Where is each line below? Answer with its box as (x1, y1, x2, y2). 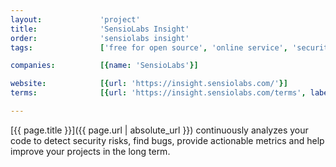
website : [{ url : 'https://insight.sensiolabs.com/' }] (10, 79, 288, 89)
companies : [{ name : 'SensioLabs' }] (10, 61, 199, 71)
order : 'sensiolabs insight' (10, 33, 190, 43)
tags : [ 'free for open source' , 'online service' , (10, 42, 288, 53)
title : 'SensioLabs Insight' (10, 24, 190, 34)
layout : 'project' (10, 14, 141, 25)
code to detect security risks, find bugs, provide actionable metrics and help (10, 134, 325, 146)
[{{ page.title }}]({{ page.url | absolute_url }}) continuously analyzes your (10, 124, 309, 136)
